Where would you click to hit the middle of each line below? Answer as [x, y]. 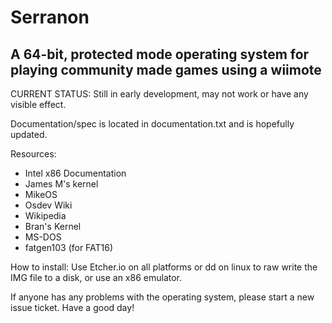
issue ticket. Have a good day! [72, 307]
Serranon [50, 17]
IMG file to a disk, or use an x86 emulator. [96, 277]
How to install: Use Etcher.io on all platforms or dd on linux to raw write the [164, 267]
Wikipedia [45, 215]
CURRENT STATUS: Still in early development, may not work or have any [159, 94]
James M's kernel [61, 184]
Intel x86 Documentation [75, 173]
